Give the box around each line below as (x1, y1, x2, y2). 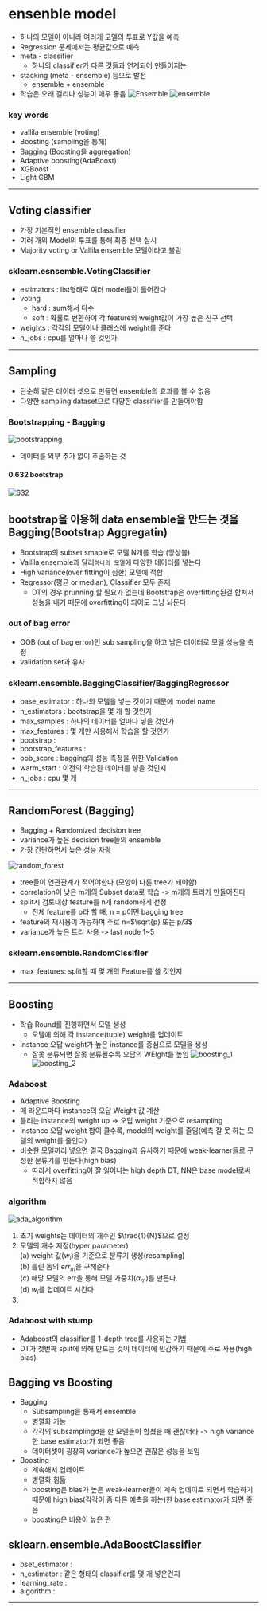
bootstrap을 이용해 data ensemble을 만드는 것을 (8, 513, 239, 527)
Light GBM (19, 173, 55, 182)
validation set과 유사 (19, 657, 85, 666)
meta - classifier (19, 51, 74, 61)
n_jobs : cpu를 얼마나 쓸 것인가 (19, 333, 118, 343)
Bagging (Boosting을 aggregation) (19, 147, 131, 156)
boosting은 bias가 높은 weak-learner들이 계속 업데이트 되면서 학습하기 (31, 1484, 253, 1494)
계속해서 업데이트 (31, 1464, 86, 1474)
